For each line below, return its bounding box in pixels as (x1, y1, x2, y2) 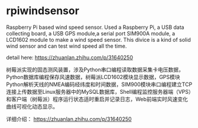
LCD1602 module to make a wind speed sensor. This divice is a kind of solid (6, 36, 191, 43)
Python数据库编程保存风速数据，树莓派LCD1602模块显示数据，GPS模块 (6, 73, 180, 80)
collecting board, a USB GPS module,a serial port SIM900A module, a (6, 29, 176, 37)
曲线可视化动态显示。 (6, 103, 58, 110)
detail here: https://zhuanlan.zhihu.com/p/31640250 (6, 54, 133, 61)
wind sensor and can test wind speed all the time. (6, 42, 127, 50)
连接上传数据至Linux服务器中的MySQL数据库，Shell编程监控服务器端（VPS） (6, 88, 191, 95)
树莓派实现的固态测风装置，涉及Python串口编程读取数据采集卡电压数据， (6, 66, 184, 73)
